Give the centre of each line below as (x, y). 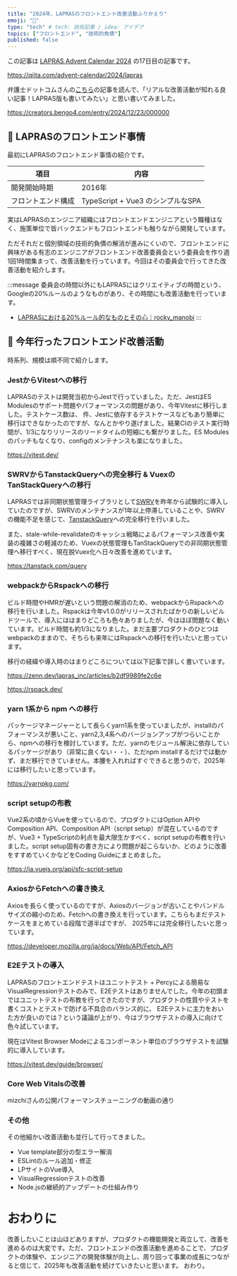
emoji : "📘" (23, 20)
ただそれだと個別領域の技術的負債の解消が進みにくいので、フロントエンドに (119, 243)
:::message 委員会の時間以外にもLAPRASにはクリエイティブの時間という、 (116, 284)
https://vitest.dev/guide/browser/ (55, 1064)
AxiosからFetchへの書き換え (56, 889)
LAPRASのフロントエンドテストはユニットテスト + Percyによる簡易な (109, 982)
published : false (33, 40)
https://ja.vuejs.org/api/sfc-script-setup (65, 869)
